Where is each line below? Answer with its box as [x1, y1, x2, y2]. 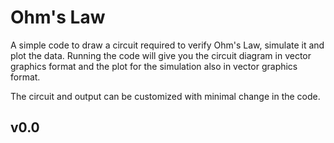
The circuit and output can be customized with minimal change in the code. [10, 90, 321, 102]
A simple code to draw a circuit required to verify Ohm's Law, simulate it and [10, 39, 325, 51]
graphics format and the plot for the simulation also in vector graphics [10, 60, 298, 72]
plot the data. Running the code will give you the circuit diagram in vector [10, 49, 312, 61]
